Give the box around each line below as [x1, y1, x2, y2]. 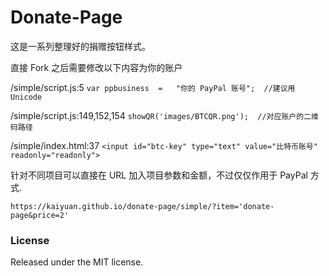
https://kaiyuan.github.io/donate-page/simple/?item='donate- [10, 201, 275, 211]
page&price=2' [10, 210, 70, 220]
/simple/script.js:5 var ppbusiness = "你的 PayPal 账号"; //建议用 [10, 81, 296, 93]
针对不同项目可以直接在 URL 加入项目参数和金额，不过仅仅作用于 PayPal [10, 169, 308, 181]
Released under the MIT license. [10, 256, 144, 268]
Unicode [10, 92, 43, 102]
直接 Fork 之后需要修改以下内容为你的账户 [10, 61, 183, 73]
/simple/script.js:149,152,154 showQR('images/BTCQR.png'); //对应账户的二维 [10, 109, 319, 121]
